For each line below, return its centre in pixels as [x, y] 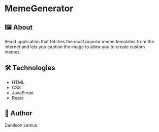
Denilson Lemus [21, 125]
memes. [13, 52]
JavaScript [23, 92]
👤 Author [18, 113]
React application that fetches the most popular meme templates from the [79, 41]
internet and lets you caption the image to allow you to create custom [75, 47]
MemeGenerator [39, 9]
